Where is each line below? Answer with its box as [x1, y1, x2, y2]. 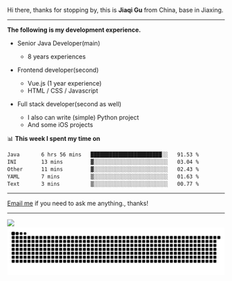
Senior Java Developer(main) [17, 39, 100, 47]
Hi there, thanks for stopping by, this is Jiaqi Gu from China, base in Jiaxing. [7, 6, 224, 14]
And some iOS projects [27, 121, 93, 128]
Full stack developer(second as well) [17, 100, 122, 108]
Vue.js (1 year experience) [27, 79, 102, 87]
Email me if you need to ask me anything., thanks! [7, 200, 148, 208]
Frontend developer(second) [17, 66, 99, 74]
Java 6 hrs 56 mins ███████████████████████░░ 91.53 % [7, 151, 199, 158]
